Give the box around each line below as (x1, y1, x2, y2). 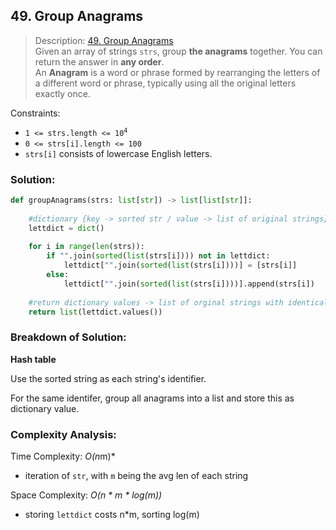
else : (46, 270, 70, 280)
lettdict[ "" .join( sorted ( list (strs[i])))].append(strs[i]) (63, 279, 315, 289)
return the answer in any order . (34, 55, 165, 68)
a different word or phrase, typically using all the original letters (34, 77, 297, 89)
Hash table (10, 353, 57, 365)
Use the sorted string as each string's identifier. (10, 372, 207, 384)
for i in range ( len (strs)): (28, 242, 145, 252)
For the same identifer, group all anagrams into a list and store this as (10, 392, 295, 404)
